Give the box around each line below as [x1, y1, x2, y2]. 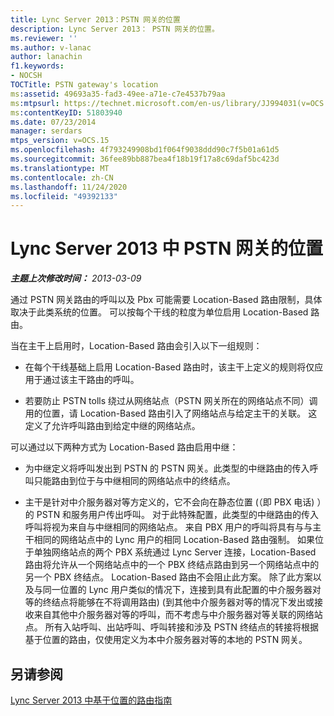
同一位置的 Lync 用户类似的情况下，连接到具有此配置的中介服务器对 [42, 584, 322, 596]
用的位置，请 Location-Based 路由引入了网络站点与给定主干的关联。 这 [24, 407, 318, 420]
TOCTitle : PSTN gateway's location [10, 80, 159, 90]
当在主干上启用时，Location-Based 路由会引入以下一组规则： [10, 340, 263, 352]
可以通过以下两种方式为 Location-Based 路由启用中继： [10, 441, 239, 453]
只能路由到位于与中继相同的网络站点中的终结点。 [33, 475, 236, 487]
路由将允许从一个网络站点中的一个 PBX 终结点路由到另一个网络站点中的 [24, 559, 320, 571]
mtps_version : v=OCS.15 [10, 136, 110, 146]
